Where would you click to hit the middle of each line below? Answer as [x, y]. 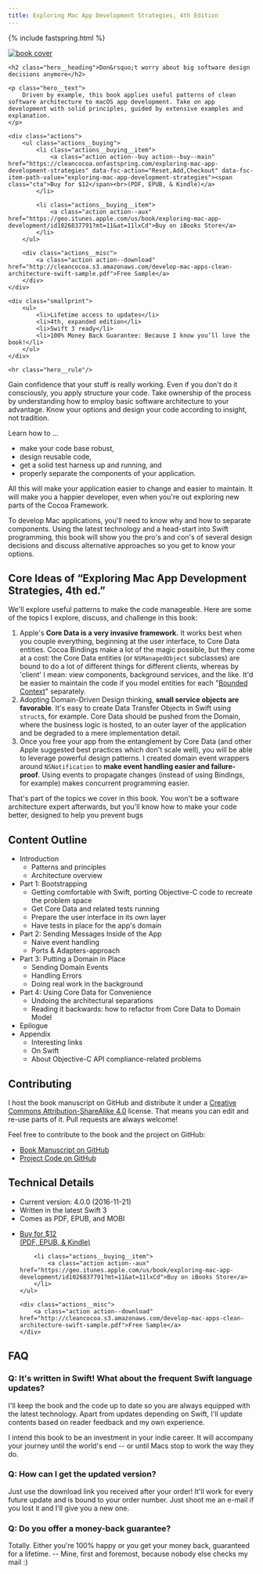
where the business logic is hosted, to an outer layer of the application [133, 725]
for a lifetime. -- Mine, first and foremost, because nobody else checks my [128, 1554]
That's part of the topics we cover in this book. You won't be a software [123, 799]
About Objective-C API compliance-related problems [116, 1059]
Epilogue [34, 1026]
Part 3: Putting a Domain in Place [72, 959]
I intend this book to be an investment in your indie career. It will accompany [131, 1437]
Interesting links [57, 1042]
